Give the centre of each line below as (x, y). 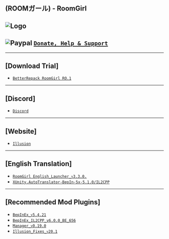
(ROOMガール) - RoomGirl (46, 9)
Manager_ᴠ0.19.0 (29, 226)
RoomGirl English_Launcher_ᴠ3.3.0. (50, 176)
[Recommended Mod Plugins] (53, 202)
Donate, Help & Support (71, 44)
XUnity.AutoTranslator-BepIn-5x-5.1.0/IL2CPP (61, 182)
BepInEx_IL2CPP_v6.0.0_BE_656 (44, 220)
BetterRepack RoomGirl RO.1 (42, 78)
